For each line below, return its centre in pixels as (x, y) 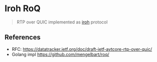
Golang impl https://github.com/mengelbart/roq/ (60, 54)
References (23, 37)
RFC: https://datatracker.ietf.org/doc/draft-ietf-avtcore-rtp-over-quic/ (82, 49)
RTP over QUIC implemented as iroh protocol (62, 22)
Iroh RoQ (23, 9)
